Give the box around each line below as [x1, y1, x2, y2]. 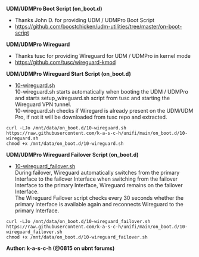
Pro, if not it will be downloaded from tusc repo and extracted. [14, 113, 167, 120]
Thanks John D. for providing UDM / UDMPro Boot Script [14, 17, 155, 23]
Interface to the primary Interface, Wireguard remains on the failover [14, 182, 183, 188]
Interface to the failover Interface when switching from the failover [14, 175, 178, 182]
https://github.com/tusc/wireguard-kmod [14, 59, 116, 66]
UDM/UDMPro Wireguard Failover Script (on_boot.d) [6, 151, 139, 158]
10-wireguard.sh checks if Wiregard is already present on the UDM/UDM [14, 107, 194, 114]
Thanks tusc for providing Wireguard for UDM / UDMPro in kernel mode [14, 52, 191, 59]
